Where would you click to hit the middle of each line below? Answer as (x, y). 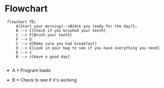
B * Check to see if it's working (44, 80)
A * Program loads (31, 70)
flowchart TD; (22, 22)
